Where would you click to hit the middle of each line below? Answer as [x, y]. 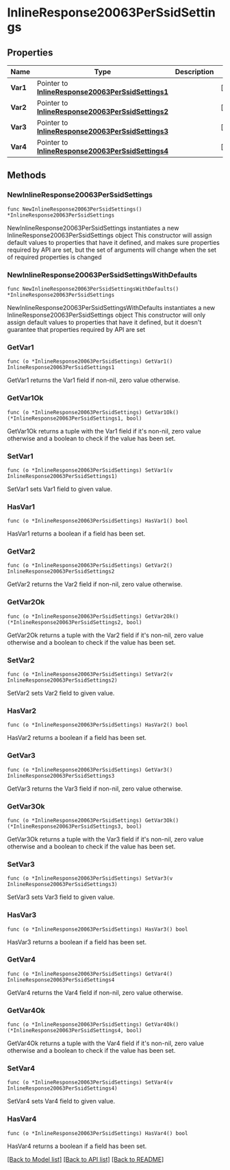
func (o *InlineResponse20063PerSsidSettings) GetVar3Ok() [93, 820]
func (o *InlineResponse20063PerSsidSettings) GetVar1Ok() [93, 412]
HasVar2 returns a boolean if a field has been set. [77, 738]
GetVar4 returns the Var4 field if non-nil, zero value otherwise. [95, 992]
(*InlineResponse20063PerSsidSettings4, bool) [75, 1031]
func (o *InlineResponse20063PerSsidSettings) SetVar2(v [90, 674]
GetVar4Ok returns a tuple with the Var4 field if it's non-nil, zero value [105, 1043]
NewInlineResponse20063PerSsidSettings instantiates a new [93, 228]
